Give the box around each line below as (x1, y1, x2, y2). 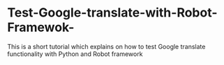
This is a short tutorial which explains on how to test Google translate (7, 42, 206, 50)
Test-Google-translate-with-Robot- (7, 5, 218, 21)
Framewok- (7, 19, 75, 35)
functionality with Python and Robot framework (7, 50, 143, 58)
